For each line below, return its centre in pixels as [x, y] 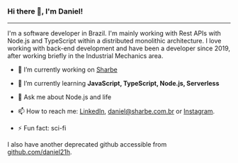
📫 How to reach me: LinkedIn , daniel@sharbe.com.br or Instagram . [116, 111]
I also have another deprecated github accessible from [87, 145]
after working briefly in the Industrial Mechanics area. [85, 56]
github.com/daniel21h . [40, 152]
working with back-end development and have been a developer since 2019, [119, 48]
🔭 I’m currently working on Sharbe [68, 69]
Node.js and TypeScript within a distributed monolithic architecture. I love [114, 41]
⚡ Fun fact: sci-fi [42, 128]
